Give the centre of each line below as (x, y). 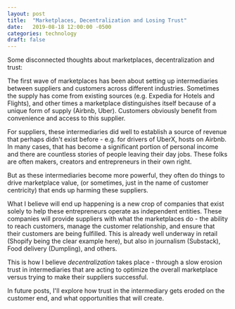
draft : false (26, 40)
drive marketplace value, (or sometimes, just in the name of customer (108, 183)
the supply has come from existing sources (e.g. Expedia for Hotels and (111, 96)
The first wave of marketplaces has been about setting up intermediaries (113, 81)
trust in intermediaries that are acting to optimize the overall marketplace (113, 270)
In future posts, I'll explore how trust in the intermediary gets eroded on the (116, 291)
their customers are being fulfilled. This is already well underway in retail (113, 234)
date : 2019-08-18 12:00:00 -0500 (59, 27)
